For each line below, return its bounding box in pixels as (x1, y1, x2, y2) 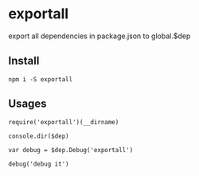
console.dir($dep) (8, 132, 69, 140)
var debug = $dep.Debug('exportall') (8, 146, 134, 154)
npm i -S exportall (8, 75, 73, 84)
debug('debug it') (8, 160, 69, 168)
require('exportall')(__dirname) (8, 118, 119, 126)
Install (8, 54, 40, 68)
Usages (8, 97, 47, 111)
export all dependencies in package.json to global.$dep (8, 31, 191, 41)
